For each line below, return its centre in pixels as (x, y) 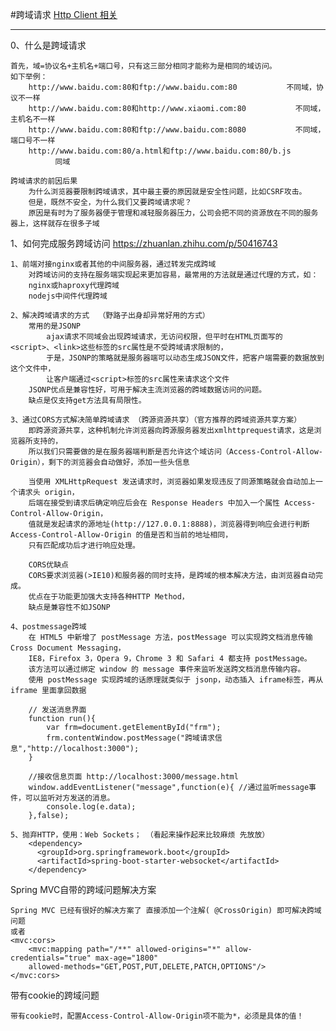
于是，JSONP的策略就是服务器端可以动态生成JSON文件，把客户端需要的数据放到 (185, 358)
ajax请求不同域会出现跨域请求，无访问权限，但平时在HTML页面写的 (164, 337)
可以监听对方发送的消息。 (69, 798)
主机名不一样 (33, 119)
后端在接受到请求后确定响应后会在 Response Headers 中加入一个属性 (154, 503)
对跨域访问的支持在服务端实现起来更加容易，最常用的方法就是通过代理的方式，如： (173, 275)
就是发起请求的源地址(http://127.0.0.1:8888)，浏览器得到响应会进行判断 (172, 524)
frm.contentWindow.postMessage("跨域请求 (130, 738)
